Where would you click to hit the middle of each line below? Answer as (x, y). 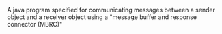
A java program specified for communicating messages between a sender (111, 10)
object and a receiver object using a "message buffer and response (102, 17)
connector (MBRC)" (35, 24)
